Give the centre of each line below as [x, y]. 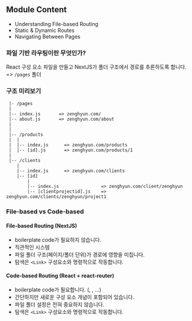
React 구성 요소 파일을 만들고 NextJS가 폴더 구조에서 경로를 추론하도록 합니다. [96, 67]
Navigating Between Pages [47, 36]
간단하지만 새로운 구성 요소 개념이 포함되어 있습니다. [74, 297]
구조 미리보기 [24, 91]
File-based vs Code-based [45, 212]
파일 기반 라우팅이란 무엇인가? [46, 53]
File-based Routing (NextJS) [42, 226]
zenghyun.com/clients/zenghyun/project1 [57, 197]
